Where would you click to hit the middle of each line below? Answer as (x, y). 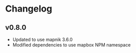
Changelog (29, 9)
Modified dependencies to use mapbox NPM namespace (72, 45)
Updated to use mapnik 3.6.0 (43, 39)
